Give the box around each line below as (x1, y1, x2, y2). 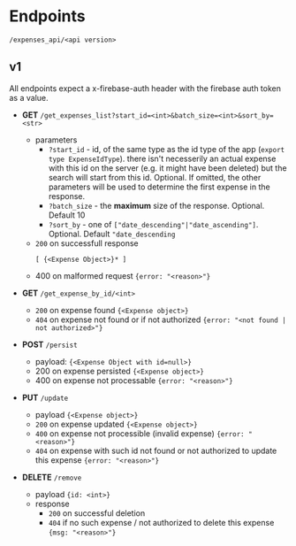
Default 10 (48, 210, 86, 220)
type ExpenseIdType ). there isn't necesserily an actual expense (48, 153, 277, 164)
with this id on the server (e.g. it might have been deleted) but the (48, 162, 287, 173)
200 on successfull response (34, 237, 139, 249)
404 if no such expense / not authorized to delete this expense (48, 517, 275, 527)
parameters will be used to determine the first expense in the (48, 181, 271, 192)
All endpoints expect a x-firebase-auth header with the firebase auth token (9, 82, 281, 94)
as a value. (9, 92, 49, 103)
